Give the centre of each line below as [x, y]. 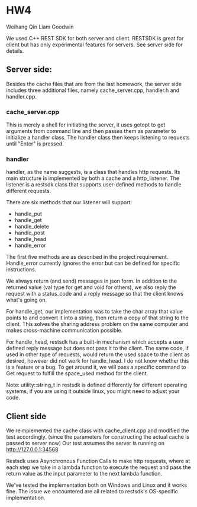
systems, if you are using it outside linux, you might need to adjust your [93, 391]
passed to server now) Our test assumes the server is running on [85, 443]
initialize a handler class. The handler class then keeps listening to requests [98, 138]
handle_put [28, 214]
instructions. [21, 270]
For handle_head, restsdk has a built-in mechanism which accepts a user [95, 342]
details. [15, 50]
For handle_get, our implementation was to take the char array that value [95, 312]
